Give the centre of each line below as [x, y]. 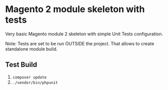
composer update [29, 77]
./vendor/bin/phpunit [35, 82]
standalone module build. [31, 49]
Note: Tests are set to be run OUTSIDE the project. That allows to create [80, 43]
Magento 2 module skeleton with [75, 9]
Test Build [21, 65]
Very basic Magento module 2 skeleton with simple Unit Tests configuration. [84, 34]
